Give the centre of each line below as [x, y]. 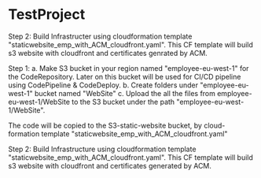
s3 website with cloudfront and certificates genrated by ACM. [108, 53]
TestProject [47, 15]
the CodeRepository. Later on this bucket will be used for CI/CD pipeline [125, 76]
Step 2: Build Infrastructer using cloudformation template [100, 36]
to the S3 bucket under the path [123, 102]
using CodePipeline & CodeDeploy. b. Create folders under [103, 85]
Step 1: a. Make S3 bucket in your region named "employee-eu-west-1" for [129, 68]
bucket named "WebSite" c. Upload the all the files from [125, 93]
